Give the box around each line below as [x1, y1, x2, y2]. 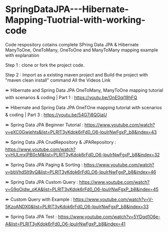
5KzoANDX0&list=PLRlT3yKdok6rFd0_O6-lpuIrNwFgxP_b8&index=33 [5, 203, 149, 209]
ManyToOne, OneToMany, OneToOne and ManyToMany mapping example [5, 47, 158, 53]
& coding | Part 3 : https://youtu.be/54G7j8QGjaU [5, 112, 107, 118]
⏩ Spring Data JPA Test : [5, 213, 57, 219]
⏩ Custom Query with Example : [5, 196, 72, 202]
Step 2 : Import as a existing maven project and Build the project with [5, 71, 148, 78]
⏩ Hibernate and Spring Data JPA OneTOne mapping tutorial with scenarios [5, 104, 162, 110]
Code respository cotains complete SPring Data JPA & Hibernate [5, 41, 139, 47]
